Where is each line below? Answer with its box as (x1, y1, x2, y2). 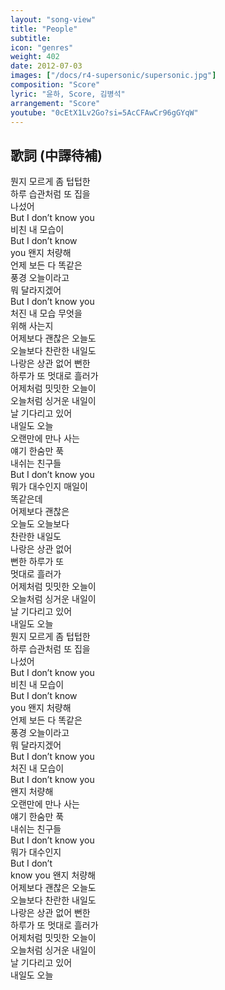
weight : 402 (10, 52, 60, 62)
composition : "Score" (10, 80, 101, 90)
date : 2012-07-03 (10, 61, 83, 71)
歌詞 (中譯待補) (10, 147, 103, 164)
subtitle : (10, 33, 52, 43)
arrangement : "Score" (10, 98, 101, 108)
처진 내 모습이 (10, 762, 65, 775)
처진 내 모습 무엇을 (10, 307, 83, 320)
